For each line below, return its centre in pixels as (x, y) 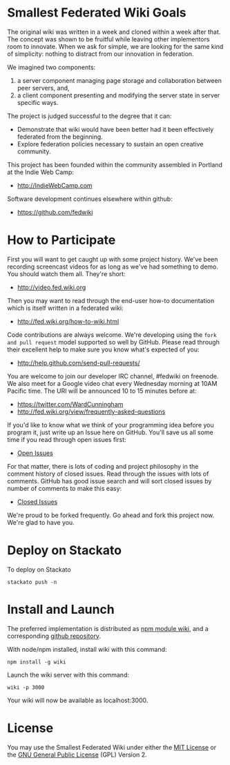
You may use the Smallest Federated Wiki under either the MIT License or (112, 747)
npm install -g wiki (37, 662)
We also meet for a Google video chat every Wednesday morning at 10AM (112, 383)
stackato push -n (32, 582)
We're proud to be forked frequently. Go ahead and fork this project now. (111, 515)
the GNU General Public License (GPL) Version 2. (77, 755)
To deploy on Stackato (39, 569)
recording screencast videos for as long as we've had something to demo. (113, 267)
